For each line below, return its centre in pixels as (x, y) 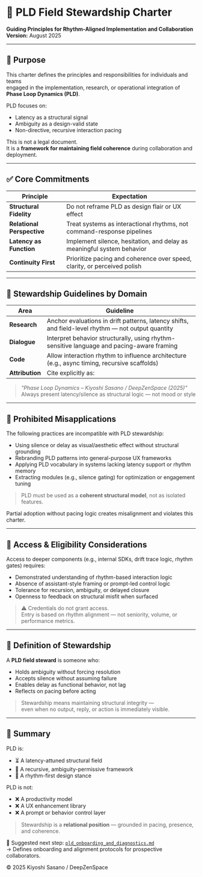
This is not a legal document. (42, 142)
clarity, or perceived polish (104, 266)
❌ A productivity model (44, 799)
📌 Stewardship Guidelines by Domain (77, 294)
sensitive (60, 346)
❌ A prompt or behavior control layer (60, 812)
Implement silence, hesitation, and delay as (127, 241)
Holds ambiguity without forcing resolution (68, 672)
